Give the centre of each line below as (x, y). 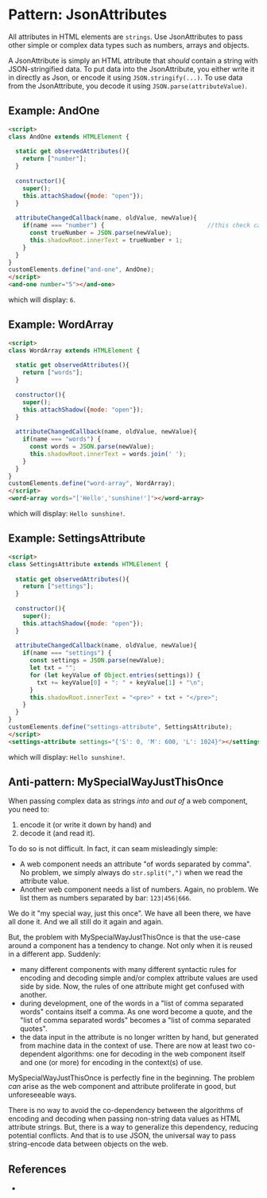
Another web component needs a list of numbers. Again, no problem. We (139, 889)
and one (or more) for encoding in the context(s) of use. (111, 1063)
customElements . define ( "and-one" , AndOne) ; (81, 270)
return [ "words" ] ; (53, 373)
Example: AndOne (54, 111)
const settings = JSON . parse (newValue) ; (97, 661)
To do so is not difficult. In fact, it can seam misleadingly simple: (113, 849)
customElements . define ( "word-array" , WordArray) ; (92, 484)
